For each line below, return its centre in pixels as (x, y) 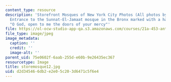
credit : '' (21, 48)
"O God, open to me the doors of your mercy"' (60, 24)
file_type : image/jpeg (29, 34)
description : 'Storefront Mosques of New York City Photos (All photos (83, 15)
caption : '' (23, 43)
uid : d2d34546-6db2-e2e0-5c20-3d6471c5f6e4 (52, 72)
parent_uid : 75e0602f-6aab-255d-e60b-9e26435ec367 (60, 57)
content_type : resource (31, 10)
